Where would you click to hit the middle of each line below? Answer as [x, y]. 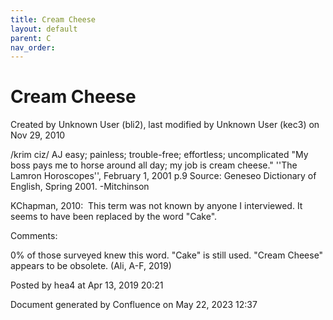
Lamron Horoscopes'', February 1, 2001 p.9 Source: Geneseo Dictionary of [163, 176]
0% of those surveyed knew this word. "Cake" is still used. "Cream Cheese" [167, 255]
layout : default [44, 29]
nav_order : [33, 47]
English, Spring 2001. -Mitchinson [80, 187]
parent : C [31, 38]
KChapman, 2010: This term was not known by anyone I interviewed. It [156, 206]
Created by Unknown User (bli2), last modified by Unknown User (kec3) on [165, 125]
